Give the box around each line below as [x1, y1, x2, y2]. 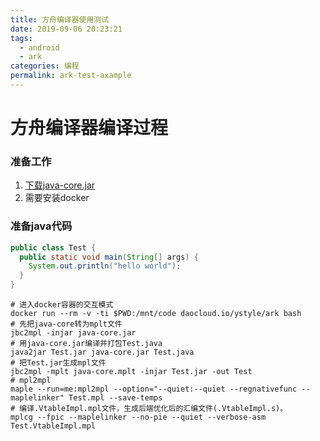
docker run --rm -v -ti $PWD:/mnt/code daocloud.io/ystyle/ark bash [10, 309, 302, 319]
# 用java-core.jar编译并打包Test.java [10, 339, 163, 349]
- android [19, 42, 60, 53]
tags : [10, 33, 33, 43]
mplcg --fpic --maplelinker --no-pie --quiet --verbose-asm [10, 412, 267, 423]
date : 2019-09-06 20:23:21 [10, 24, 123, 34]
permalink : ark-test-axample [10, 71, 132, 81]
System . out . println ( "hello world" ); [28, 261, 182, 271]
